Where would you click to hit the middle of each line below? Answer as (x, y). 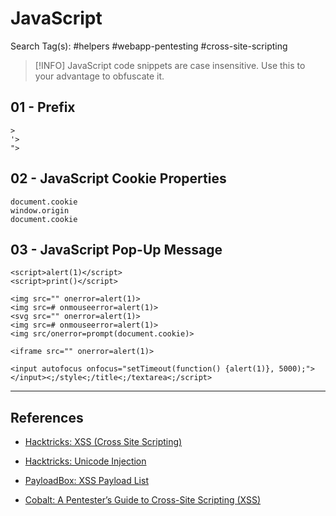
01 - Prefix (43, 107)
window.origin (40, 210)
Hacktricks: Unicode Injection (85, 461)
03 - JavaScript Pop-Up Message (116, 249)
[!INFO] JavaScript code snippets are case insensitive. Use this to (170, 65)
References (47, 417)
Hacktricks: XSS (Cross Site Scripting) (103, 442)
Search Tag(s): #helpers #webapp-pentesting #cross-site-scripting (149, 46)
